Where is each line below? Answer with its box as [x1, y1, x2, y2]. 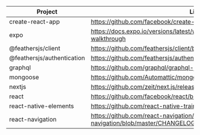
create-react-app [9, 18, 60, 25]
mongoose [9, 73, 39, 81]
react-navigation [9, 115, 57, 123]
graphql [9, 63, 31, 72]
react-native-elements [9, 102, 74, 110]
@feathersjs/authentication [9, 54, 85, 62]
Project [36, 8, 58, 15]
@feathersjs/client [9, 44, 61, 52]
